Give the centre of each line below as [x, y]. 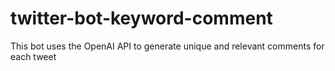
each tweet [33, 56]
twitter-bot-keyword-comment [141, 18]
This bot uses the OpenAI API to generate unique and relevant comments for [167, 46]
